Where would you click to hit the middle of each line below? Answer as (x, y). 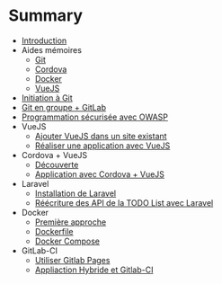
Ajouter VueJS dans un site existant (101, 136)
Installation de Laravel (75, 193)
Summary (45, 16)
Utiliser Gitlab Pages (72, 260)
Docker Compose (67, 241)
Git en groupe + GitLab (64, 107)
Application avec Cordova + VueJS (100, 174)
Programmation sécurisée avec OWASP (94, 117)
